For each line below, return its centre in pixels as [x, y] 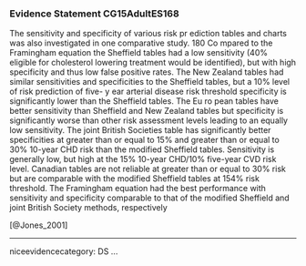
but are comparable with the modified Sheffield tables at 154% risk [134, 179]
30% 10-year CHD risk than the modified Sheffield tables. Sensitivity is [142, 149]
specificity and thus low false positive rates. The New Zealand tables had [147, 72]
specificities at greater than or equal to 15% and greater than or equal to [144, 140]
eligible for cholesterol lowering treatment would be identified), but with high [153, 63]
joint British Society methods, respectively [89, 208]
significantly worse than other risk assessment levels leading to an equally [149, 120]
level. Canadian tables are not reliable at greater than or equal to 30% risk [148, 169]
